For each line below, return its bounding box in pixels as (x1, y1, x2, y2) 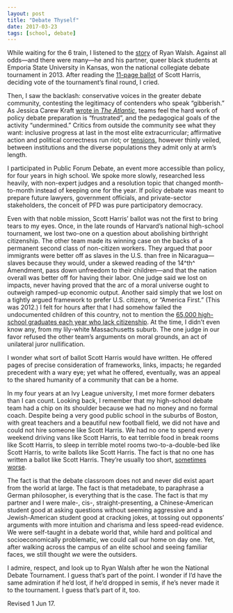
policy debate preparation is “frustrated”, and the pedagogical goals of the (7, 114, 220, 122)
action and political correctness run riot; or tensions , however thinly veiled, (7, 136, 221, 145)
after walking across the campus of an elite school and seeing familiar (7, 543, 208, 551)
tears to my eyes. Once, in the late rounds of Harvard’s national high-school (7, 222, 224, 230)
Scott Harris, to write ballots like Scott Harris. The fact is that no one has (7, 448, 214, 457)
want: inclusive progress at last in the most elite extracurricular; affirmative (7, 129, 222, 137)
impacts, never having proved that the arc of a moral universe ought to (7, 281, 209, 289)
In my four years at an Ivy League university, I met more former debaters (7, 389, 215, 398)
